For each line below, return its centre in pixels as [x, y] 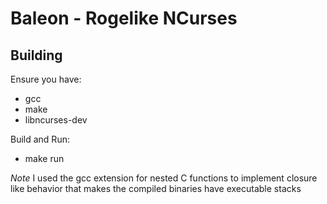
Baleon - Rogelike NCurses [124, 18]
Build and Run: [40, 139]
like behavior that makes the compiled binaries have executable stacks [156, 188]
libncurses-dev [56, 120]
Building [36, 55]
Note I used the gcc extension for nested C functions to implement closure [164, 178]
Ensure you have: [46, 79]
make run [44, 158]
